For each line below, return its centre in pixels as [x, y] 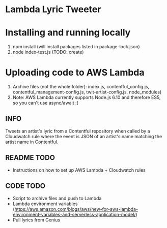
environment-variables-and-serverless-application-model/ [74, 214]
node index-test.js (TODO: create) [48, 52]
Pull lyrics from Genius [36, 220]
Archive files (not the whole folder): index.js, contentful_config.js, [81, 87]
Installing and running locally [68, 33]
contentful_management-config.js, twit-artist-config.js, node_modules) [87, 92]
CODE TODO [25, 186]
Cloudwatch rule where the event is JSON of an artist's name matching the [84, 136]
